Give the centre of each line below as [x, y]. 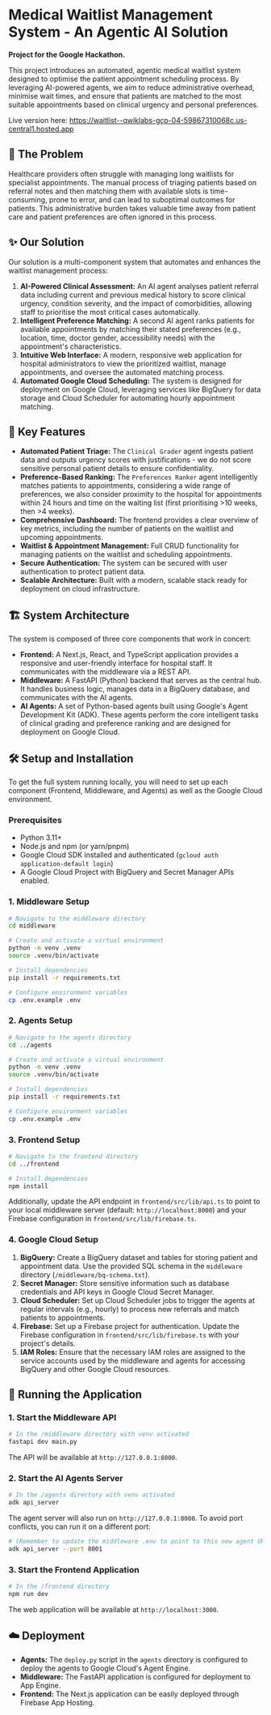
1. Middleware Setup [49, 902]
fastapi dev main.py [43, 1442]
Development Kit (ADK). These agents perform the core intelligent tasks [140, 715]
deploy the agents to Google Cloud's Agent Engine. [105, 1668]
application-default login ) [67, 864]
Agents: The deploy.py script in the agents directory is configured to [134, 1659]
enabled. [35, 881]
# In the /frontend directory [59, 1587]
